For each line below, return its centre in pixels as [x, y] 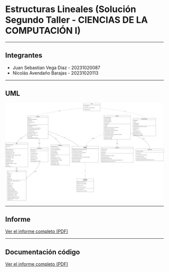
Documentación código [43, 252]
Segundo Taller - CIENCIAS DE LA [77, 20]
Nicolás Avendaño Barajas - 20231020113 [56, 73]
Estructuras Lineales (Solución [71, 9]
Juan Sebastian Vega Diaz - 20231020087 [56, 67]
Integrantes [24, 56]
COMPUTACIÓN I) [43, 31]
